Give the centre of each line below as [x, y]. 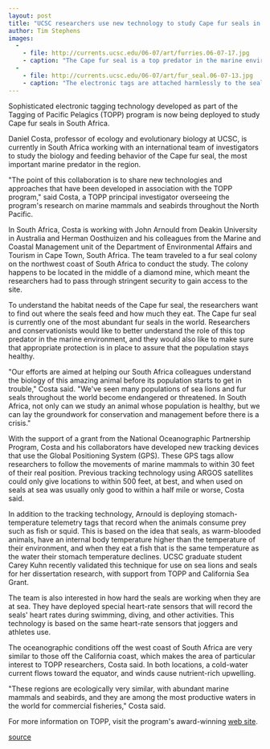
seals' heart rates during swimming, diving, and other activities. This [121, 615]
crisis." [20, 423]
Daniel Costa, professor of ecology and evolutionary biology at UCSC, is [128, 138]
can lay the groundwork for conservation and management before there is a [134, 414]
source [20, 737]
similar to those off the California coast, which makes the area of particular [132, 656]
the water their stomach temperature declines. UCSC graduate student [125, 556]
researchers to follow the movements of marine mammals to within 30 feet [131, 464]
